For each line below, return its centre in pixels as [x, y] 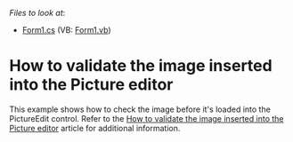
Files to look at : [37, 13]
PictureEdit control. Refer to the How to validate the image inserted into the [146, 118]
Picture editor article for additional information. [95, 128]
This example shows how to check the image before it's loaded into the [140, 109]
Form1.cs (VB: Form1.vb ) [66, 30]
